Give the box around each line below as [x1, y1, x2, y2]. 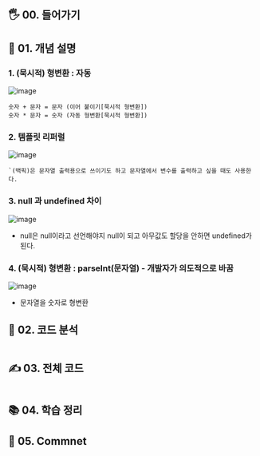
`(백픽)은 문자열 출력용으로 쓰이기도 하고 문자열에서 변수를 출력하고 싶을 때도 [8, 167, 231, 175]
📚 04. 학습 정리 [8, 403, 83, 417]
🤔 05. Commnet [8, 434, 87, 448]
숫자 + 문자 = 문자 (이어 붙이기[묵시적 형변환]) [8, 103, 148, 111]
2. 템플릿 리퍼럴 [8, 132, 65, 142]
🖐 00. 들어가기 [8, 8, 81, 22]
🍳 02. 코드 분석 [8, 323, 78, 337]
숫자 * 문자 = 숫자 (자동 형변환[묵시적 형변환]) [8, 112, 148, 120]
